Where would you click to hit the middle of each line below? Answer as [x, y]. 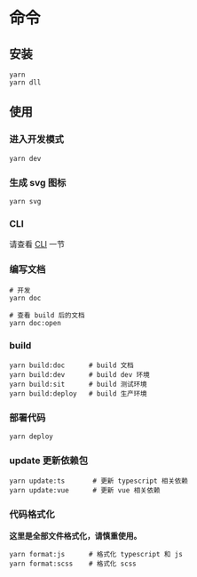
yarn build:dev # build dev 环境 [79, 374]
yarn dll [25, 83]
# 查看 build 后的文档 [47, 315]
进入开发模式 [37, 140]
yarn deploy [31, 437]
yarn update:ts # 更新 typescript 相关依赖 [98, 481]
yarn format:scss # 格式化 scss [73, 564]
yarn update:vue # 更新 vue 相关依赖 [85, 491]
